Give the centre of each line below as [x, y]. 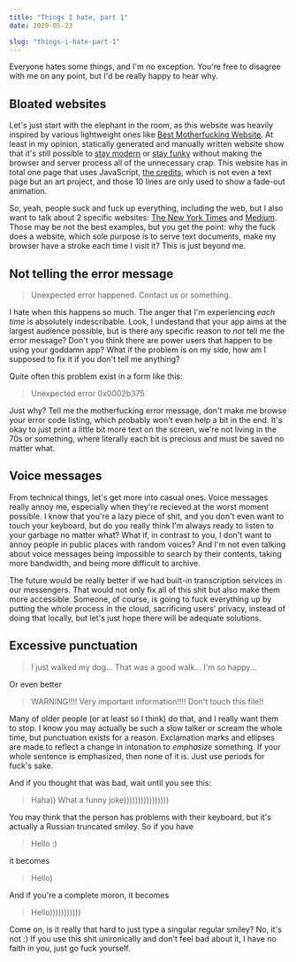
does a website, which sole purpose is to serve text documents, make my [143, 236]
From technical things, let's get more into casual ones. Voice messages [139, 497]
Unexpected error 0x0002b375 [87, 393]
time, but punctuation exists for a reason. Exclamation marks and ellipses [142, 737]
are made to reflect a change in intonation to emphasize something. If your [145, 747]
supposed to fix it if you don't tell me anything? [95, 359]
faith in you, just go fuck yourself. [70, 948]
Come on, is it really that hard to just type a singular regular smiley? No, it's [146, 929]
